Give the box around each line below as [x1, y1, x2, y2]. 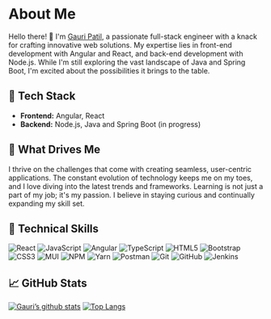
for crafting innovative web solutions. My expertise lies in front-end [8, 40, 232, 49]
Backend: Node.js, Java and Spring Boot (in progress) [19, 119, 201, 129]
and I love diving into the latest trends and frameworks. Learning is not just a [8, 181, 264, 191]
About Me [8, 5, 76, 23]
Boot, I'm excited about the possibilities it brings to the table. [8, 65, 210, 75]
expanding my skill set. [8, 199, 85, 208]
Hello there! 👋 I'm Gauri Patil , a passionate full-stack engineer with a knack [8, 31, 257, 41]
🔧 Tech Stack [8, 90, 76, 103]
